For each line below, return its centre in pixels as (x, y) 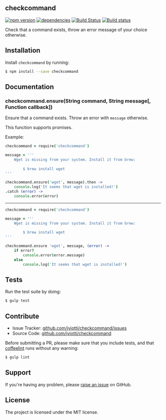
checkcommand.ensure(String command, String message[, (78, 101)
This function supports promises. (39, 128)
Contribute (22, 316)
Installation (23, 51)
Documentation (30, 87)
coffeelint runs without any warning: (42, 348)
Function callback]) (29, 107)
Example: (15, 137)
